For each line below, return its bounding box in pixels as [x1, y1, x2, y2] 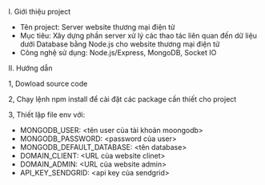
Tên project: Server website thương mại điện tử [19, 22, 175, 31]
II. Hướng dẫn [8, 63, 53, 73]
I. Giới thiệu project [8, 7, 71, 16]
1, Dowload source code [8, 79, 88, 88]
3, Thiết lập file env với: [8, 110, 86, 119]
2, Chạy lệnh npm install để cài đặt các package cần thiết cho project [8, 95, 237, 103]
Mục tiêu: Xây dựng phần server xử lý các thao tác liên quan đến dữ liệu [19, 31, 258, 40]
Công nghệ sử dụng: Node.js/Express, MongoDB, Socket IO [19, 48, 217, 57]
